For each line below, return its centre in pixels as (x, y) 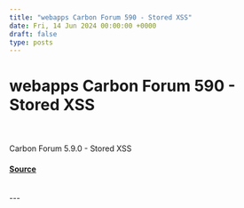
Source (23, 169)
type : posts (31, 42)
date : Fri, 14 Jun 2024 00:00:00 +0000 (83, 26)
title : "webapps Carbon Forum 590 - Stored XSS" (101, 17)
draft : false (33, 34)
